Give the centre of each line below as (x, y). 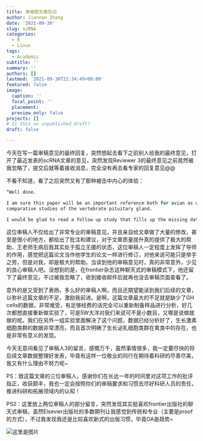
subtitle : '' (23, 62)
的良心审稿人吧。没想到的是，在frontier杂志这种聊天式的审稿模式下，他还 (98, 270)
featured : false (27, 85)
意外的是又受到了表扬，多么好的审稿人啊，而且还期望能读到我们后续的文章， (101, 290)
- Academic (25, 57)
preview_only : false (37, 113)
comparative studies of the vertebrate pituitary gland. (79, 209)
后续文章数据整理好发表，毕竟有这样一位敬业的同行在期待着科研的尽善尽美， (101, 355)
